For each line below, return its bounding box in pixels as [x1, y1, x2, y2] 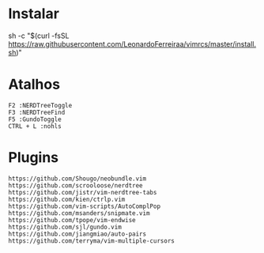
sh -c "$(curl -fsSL [8, 31, 70, 40]
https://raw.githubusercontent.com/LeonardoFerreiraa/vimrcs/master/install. [8, 39, 257, 48]
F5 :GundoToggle [8, 115, 62, 123]
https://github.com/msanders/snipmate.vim [8, 209, 150, 217]
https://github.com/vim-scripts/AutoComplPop [8, 202, 160, 210]
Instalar [8, 5, 59, 23]
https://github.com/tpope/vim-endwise [8, 216, 136, 224]
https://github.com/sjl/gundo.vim [8, 223, 123, 231]
